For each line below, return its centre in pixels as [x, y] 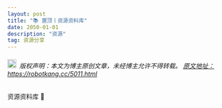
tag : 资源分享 [26, 40]
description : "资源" [37, 34]
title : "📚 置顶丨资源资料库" [47, 21]
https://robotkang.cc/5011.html [52, 74]
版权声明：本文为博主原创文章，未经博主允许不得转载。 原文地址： [117, 65]
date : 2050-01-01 [33, 27]
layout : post [27, 14]
